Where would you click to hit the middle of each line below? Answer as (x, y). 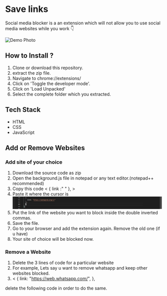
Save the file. (26, 223)
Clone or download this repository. (48, 68)
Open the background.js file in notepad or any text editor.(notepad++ (83, 178)
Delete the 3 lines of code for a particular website (63, 263)
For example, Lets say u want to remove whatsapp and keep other (80, 268)
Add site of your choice (34, 162)
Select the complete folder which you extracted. (62, 94)
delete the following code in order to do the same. (56, 288)
